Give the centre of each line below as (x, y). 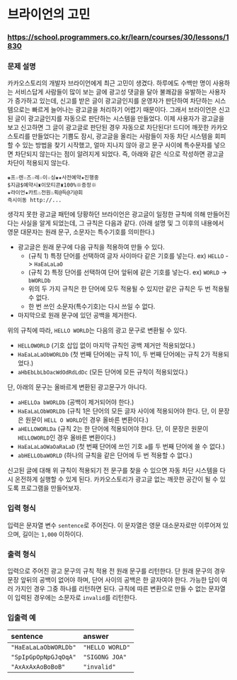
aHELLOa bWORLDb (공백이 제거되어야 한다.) (76, 402)
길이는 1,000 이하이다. (53, 534)
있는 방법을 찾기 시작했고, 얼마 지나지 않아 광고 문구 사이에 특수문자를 (117, 145)
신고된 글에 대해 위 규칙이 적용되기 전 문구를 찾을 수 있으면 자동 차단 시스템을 (113, 470)
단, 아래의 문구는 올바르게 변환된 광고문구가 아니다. (77, 387)
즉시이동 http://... (35, 200)
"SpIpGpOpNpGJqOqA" (44, 657)
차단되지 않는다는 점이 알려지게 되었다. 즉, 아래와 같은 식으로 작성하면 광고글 (119, 154)
